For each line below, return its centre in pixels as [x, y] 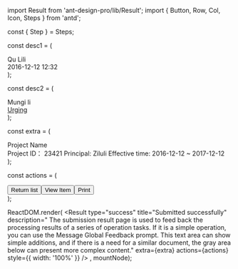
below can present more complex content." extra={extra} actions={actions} [118, 250]
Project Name [27, 145]
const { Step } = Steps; [41, 32]
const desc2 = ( [31, 88]
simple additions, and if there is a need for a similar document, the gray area [119, 243]
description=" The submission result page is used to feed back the [105, 220]
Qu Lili [17, 59]
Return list [24, 190]
